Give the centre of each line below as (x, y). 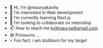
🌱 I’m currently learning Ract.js (40, 18)
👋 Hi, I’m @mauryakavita (34, 7)
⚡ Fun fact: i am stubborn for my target (48, 40)
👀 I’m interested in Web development (46, 12)
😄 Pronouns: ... (25, 35)
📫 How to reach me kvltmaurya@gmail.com (54, 28)
